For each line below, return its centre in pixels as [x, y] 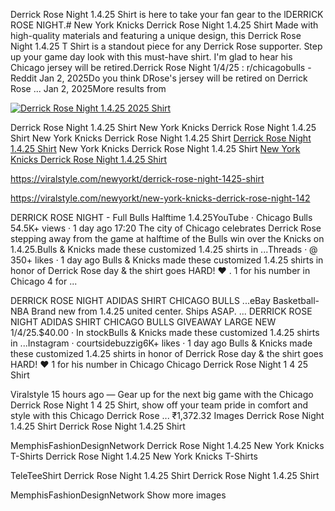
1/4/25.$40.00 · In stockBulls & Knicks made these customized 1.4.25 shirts [165, 332]
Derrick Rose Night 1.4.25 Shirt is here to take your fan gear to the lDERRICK [167, 14]
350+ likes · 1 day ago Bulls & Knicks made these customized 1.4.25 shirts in [167, 260]
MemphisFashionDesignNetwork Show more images [118, 495]
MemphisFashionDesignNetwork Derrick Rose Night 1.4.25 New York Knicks [167, 445]
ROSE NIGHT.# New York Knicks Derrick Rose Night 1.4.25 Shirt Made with [164, 25]
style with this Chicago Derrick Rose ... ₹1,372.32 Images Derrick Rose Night [167, 415]
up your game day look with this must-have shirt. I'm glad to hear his [151, 57]
